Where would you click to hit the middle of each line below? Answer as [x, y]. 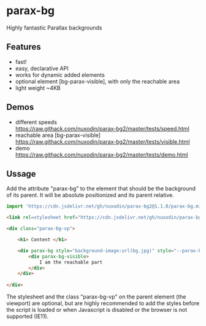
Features [24, 47]
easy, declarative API [42, 68]
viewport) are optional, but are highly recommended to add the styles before [103, 303]
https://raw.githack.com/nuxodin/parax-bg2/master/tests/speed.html [102, 128]
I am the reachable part [71, 262]
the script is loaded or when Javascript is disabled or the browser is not [97, 310]
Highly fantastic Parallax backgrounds [54, 28]
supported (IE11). [28, 316]
